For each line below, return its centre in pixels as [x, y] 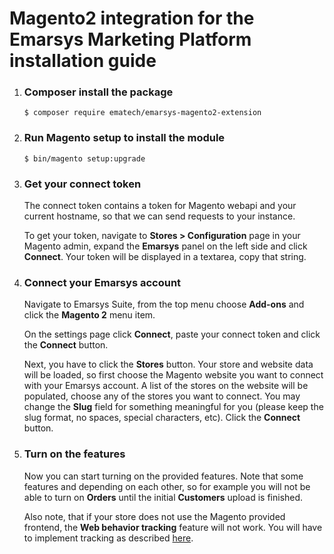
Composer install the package [98, 92]
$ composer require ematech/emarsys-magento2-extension [142, 113]
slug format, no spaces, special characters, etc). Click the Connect [162, 418]
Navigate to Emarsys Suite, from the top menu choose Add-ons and [164, 304]
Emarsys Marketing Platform [130, 39]
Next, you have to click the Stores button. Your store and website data [168, 364]
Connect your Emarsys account [102, 282]
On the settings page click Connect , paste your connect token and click [172, 334]
